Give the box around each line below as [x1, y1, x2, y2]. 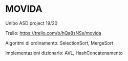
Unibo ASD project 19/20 [5, 20, 58, 26]
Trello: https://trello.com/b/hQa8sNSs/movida [5, 30, 101, 36]
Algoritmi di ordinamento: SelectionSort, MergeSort [5, 39, 114, 46]
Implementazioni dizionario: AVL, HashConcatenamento [5, 50, 123, 56]
